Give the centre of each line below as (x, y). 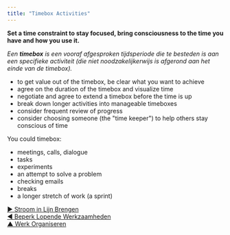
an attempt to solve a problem (59, 174)
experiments (35, 166)
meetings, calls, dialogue (52, 152)
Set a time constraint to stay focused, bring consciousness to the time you (115, 33)
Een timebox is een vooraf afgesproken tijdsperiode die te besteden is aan (113, 54)
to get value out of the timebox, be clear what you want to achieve (111, 81)
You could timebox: (34, 139)
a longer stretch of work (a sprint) (65, 196)
